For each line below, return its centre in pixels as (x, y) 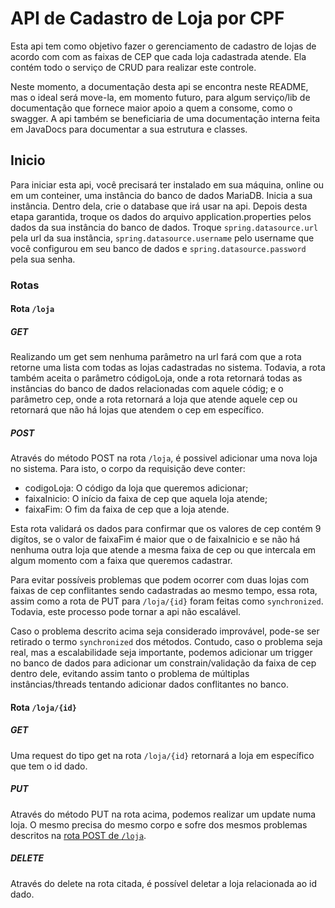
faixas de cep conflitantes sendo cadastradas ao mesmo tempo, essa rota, (164, 591)
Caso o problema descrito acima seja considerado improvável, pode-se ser (165, 631)
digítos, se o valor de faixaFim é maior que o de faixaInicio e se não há (155, 539)
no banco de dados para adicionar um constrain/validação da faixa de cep (163, 663)
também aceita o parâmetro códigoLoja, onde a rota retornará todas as (156, 378)
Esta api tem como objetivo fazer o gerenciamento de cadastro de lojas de (163, 46)
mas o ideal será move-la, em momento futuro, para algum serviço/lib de (160, 97)
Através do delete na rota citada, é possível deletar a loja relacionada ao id (163, 883)
